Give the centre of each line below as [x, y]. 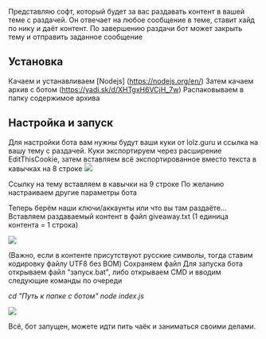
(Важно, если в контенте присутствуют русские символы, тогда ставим [131, 255]
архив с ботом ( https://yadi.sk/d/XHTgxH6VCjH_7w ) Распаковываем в [126, 89]
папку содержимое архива [54, 98]
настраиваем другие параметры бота [73, 192]
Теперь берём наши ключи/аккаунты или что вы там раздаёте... [117, 208]
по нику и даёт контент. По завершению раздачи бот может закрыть [125, 28]
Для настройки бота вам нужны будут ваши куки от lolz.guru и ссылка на [133, 142]
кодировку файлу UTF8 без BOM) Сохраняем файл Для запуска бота [125, 263]
